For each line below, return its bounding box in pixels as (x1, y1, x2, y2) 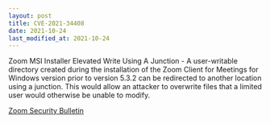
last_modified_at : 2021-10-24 (8, 34, 110, 43)
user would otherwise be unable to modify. (8, 90, 151, 100)
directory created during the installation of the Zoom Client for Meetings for (8, 65, 259, 75)
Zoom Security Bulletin (8, 106, 85, 116)
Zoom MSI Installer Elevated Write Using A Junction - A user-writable (8, 56, 238, 66)
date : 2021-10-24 (8, 27, 67, 35)
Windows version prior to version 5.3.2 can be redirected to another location (8, 73, 262, 83)
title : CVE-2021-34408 (8, 19, 85, 27)
